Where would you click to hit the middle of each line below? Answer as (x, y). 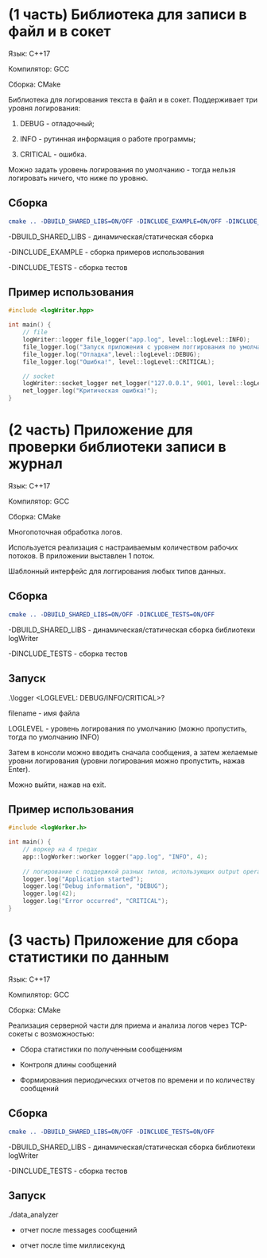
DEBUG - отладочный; (57, 123)
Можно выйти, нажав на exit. (57, 785)
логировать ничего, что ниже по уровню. (78, 178)
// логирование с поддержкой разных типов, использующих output (131, 871)
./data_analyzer (33, 1215)
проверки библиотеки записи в (117, 447)
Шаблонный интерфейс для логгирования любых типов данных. (117, 571)
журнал (36, 464)
